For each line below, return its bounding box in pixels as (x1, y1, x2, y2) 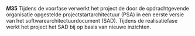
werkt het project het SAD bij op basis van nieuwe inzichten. (6, 23, 151, 30)
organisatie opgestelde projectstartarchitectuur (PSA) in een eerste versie (6, 11, 184, 18)
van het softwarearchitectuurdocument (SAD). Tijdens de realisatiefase (6, 17, 178, 24)
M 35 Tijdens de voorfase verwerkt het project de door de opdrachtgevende (6, 5, 189, 12)
